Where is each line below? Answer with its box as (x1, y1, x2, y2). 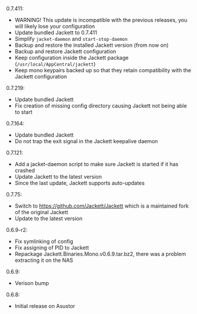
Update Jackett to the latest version (14, 173, 102, 180)
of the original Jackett (14, 209, 69, 215)
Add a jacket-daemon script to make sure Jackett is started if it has (14, 161, 179, 167)
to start (14, 109, 33, 115)
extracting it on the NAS (14, 257, 73, 264)
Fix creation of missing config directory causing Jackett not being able (14, 102, 188, 109)
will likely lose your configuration (14, 23, 95, 30)
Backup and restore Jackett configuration (14, 48, 117, 55)
